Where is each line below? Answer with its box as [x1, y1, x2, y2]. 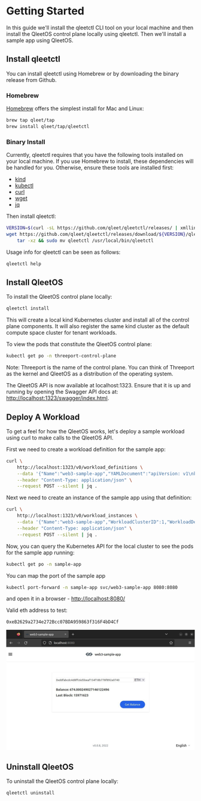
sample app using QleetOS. [6, 37, 74, 44]
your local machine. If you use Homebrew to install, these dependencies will [6, 157, 194, 165]
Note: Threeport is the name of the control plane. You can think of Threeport [6, 364, 194, 371]
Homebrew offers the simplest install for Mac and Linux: [6, 105, 145, 112]
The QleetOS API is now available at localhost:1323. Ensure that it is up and [6, 382, 191, 389]
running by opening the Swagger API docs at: [6, 388, 118, 396]
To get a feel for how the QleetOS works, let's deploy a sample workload [6, 427, 185, 435]
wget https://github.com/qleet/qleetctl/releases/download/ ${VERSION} [6, 231, 186, 237]
